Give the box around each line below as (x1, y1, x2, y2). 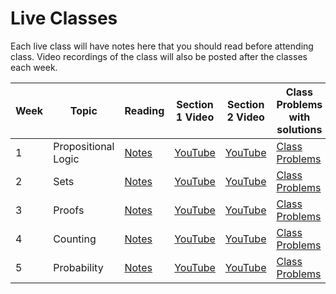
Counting (53, 232, 97, 246)
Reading (124, 103, 165, 117)
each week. (10, 61, 58, 73)
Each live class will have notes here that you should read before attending (10, 40, 314, 52)
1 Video (175, 110, 215, 124)
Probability (53, 260, 104, 274)
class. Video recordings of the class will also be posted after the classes (10, 50, 308, 62)
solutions (276, 122, 323, 136)
